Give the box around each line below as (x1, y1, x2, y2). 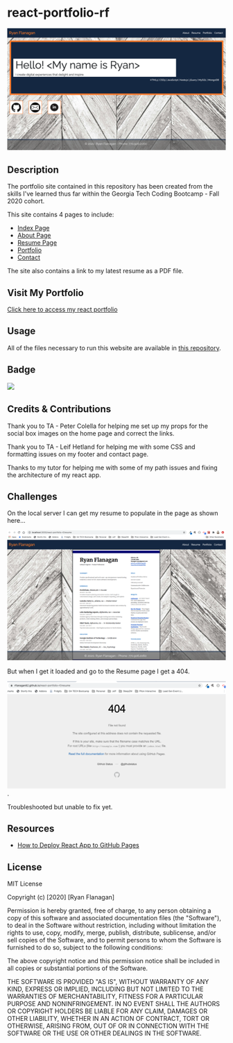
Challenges (7, 490, 58, 502)
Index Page (17, 224, 50, 232)
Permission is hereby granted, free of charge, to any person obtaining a (7, 906, 212, 915)
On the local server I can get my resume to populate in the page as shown (7, 509, 218, 517)
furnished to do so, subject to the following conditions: (7, 943, 163, 951)
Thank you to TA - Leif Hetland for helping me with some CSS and (7, 442, 196, 451)
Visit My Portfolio (7, 286, 85, 299)
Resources (7, 823, 55, 835)
